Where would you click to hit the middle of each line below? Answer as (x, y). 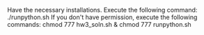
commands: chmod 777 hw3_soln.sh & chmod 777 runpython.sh (99, 24)
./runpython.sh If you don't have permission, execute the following (102, 17)
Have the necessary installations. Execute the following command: (102, 10)
